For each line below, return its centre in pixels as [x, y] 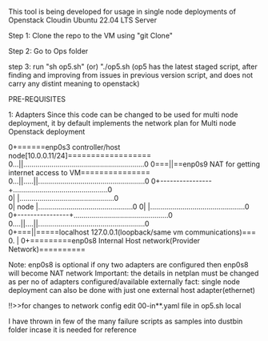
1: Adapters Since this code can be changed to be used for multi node [123, 114]
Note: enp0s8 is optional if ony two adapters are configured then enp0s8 [128, 265]
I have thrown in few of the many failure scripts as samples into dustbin [126, 321]
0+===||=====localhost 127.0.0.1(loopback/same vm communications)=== [132, 232]
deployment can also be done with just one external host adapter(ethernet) [132, 290]
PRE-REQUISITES [37, 99]
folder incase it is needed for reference [73, 330]
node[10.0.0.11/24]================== [80, 156]
